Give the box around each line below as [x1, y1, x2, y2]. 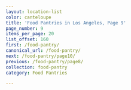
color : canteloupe [5, 14, 51, 20]
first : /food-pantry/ [5, 42, 60, 48]
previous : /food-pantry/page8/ [5, 58, 84, 64]
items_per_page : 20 [5, 31, 54, 37]
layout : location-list [5, 8, 62, 15]
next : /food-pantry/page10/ [5, 53, 76, 59]
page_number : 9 [5, 25, 44, 32]
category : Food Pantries [5, 70, 68, 76]
